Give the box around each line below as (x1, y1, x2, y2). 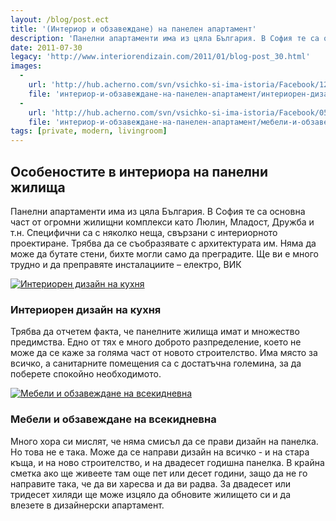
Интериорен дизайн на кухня (10, 302, 162, 316)
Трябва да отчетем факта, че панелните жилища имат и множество (10, 326, 300, 338)
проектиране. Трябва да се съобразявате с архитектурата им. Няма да (10, 237, 317, 249)
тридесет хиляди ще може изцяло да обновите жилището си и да (10, 488, 292, 500)
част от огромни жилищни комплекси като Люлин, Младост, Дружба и (10, 216, 315, 228)
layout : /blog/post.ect (10, 14, 110, 25)
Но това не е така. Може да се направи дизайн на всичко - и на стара (10, 446, 310, 458)
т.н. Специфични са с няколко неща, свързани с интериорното (10, 226, 278, 238)
